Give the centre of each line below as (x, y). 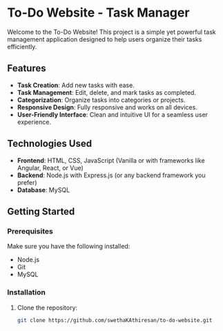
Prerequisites (30, 231)
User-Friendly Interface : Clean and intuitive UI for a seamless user (113, 114)
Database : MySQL (43, 190)
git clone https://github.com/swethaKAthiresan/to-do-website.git (115, 320)
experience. (34, 122)
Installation (27, 292)
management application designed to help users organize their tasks (105, 39)
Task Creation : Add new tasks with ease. (76, 85)
